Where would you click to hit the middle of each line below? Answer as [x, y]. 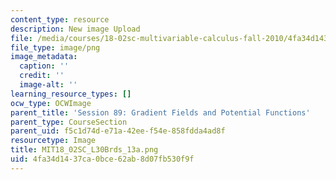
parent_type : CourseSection [69, 122]
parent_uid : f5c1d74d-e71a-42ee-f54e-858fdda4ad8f [118, 131]
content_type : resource [60, 19]
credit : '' [42, 76]
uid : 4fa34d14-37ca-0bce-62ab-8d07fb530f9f [102, 159]
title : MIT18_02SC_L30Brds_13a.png [84, 150]
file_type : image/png [55, 47]
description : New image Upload [75, 29]
